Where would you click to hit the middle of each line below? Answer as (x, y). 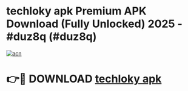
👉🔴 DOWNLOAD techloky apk (84, 79)
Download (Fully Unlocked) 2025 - (95, 24)
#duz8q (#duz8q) (52, 37)
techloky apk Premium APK (76, 11)
